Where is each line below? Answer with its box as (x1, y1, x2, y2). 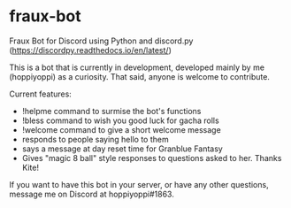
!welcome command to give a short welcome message (21, 124, 221, 135)
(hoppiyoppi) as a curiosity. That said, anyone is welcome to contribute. (9, 71, 270, 81)
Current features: (9, 89, 73, 99)
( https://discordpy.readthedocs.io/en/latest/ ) (9, 44, 172, 55)
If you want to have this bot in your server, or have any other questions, (9, 179, 269, 189)
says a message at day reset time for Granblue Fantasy (21, 143, 223, 154)
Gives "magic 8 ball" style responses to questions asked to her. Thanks (21, 152, 282, 163)
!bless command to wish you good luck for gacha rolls (21, 115, 219, 126)
